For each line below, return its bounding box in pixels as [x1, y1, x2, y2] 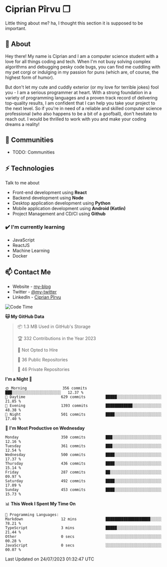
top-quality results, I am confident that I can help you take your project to [5, 100, 156, 106]
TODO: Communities [12, 149, 55, 155]
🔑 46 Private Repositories [17, 366, 70, 372]
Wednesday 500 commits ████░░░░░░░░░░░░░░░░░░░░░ [5, 452, 162, 457]
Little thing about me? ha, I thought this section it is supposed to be [5, 20, 143, 26]
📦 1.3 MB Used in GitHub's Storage [17, 323, 91, 329]
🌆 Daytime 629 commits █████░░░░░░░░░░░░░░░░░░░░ [5, 394, 162, 399]
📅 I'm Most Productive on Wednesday [5, 425, 85, 431]
